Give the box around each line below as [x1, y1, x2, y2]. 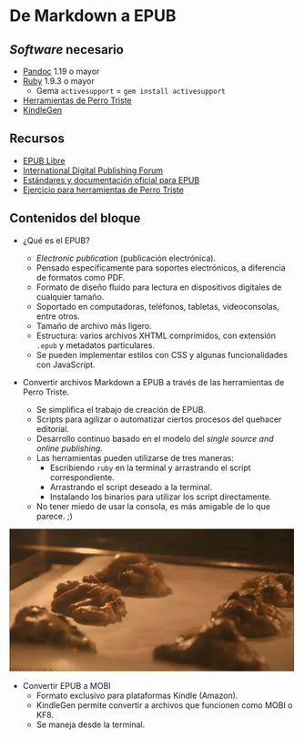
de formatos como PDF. [35, 272, 126, 282]
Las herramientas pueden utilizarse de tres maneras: [35, 452, 234, 463]
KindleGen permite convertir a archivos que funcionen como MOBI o [35, 699, 293, 711]
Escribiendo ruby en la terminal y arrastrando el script [49, 462, 252, 473]
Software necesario [9, 42, 125, 57]
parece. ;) [35, 510, 73, 521]
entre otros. [35, 311, 80, 322]
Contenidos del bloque [9, 210, 141, 226]
